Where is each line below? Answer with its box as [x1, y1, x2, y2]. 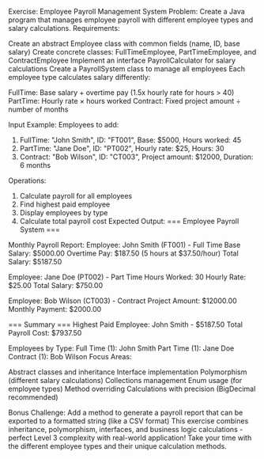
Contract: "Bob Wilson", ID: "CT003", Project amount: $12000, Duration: [19, 152, 254, 161]
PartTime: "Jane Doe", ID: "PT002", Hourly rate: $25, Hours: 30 [19, 144, 224, 153]
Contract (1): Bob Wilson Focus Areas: [8, 352, 132, 361]
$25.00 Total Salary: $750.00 [8, 281, 104, 290]
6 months [19, 161, 51, 169]
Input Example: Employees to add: [8, 120, 119, 129]
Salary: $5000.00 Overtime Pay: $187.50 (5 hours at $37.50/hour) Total [8, 248, 239, 258]
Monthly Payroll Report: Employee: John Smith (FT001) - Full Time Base [8, 241, 241, 249]
